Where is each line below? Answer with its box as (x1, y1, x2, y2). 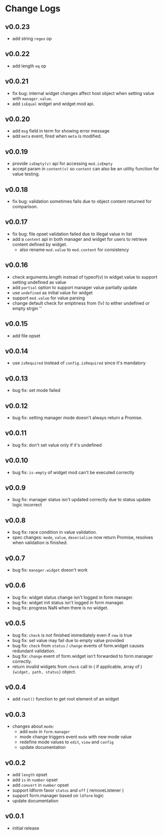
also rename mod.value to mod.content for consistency (19, 247, 129, 253)
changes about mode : (12, 723, 54, 729)
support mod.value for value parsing (12, 295, 85, 301)
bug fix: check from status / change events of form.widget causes (12, 642, 144, 648)
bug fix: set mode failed (12, 387, 61, 393)
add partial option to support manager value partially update (12, 284, 137, 290)
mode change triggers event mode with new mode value (19, 734, 132, 740)
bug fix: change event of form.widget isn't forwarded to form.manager (12, 653, 153, 659)
